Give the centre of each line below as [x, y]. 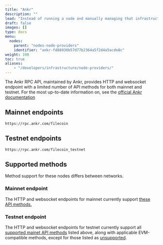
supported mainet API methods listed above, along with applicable [71, 232]
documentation [20, 97]
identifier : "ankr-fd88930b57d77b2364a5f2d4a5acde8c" [69, 50]
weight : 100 [17, 54]
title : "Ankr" [19, 9]
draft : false [18, 23]
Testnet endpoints [33, 138]
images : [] [16, 28]
